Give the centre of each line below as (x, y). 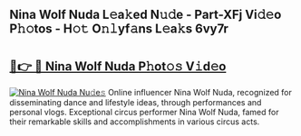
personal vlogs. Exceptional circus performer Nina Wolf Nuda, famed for (144, 112)
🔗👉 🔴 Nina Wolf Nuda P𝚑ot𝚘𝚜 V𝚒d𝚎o (118, 66)
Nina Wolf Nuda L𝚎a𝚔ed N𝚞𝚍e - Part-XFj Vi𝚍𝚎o (146, 15)
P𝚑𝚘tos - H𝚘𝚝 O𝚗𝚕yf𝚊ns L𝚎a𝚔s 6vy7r (119, 29)
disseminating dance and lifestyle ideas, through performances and (136, 102)
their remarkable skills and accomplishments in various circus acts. (135, 122)
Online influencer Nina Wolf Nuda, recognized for (200, 92)
